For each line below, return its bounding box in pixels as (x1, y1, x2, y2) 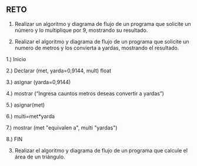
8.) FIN (6, 135, 22, 142)
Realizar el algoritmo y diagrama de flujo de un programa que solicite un (14, 38, 189, 45)
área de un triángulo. (14, 153, 66, 160)
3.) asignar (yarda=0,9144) (6, 78, 71, 85)
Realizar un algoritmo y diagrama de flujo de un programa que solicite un (14, 20, 191, 27)
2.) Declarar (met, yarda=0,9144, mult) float (6, 67, 112, 74)
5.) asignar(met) (6, 101, 45, 108)
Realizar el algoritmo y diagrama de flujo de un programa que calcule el (14, 147, 188, 154)
